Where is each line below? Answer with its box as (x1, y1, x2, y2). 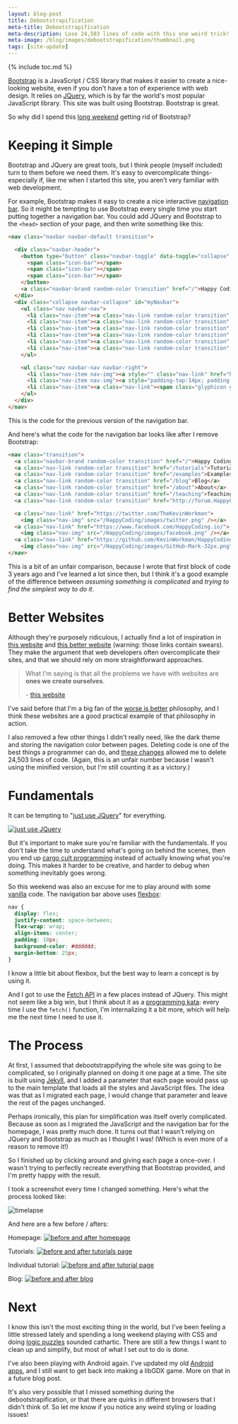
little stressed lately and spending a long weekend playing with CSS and (8, 1330, 218, 1338)
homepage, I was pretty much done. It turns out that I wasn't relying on (8, 1127, 215, 1135)
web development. (8, 183, 62, 192)
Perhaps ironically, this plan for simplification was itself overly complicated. (8, 1112, 227, 1121)
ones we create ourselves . (25, 676, 105, 685)
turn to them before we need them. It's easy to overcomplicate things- (8, 168, 213, 177)
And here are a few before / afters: (8, 1220, 109, 1228)
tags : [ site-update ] (8, 43, 69, 50)
